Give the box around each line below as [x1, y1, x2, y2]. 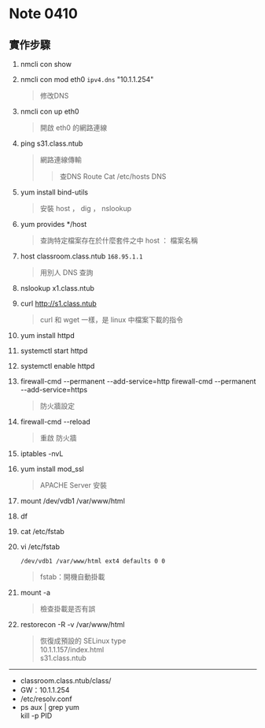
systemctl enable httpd [20, 362, 95, 370]
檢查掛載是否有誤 [39, 604, 96, 613]
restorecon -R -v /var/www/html [20, 620, 125, 629]
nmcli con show [20, 60, 72, 69]
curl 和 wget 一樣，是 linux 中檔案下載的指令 [39, 315, 183, 324]
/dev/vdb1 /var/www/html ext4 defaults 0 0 [20, 557, 166, 565]
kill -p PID [20, 711, 53, 720]
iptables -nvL [20, 449, 64, 458]
